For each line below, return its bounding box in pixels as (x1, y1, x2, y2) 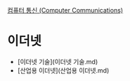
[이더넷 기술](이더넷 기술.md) (17, 57, 98, 66)
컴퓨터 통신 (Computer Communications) (7, 6, 124, 14)
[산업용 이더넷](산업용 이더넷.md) (17, 66, 110, 75)
